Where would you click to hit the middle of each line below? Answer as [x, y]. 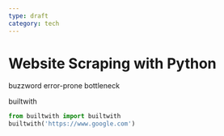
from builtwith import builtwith [65, 117]
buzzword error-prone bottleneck [64, 86]
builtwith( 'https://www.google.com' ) [72, 124]
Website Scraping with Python [112, 64]
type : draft [28, 16]
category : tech [34, 23]
